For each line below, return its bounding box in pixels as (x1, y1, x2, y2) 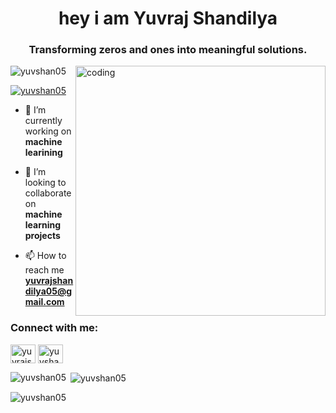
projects (24, 230, 61, 242)
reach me (24, 264, 65, 276)
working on (24, 125, 72, 137)
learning (24, 219, 62, 231)
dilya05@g (24, 285, 72, 297)
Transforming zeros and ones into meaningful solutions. (28, 43, 308, 57)
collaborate (24, 187, 72, 199)
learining (24, 147, 63, 159)
